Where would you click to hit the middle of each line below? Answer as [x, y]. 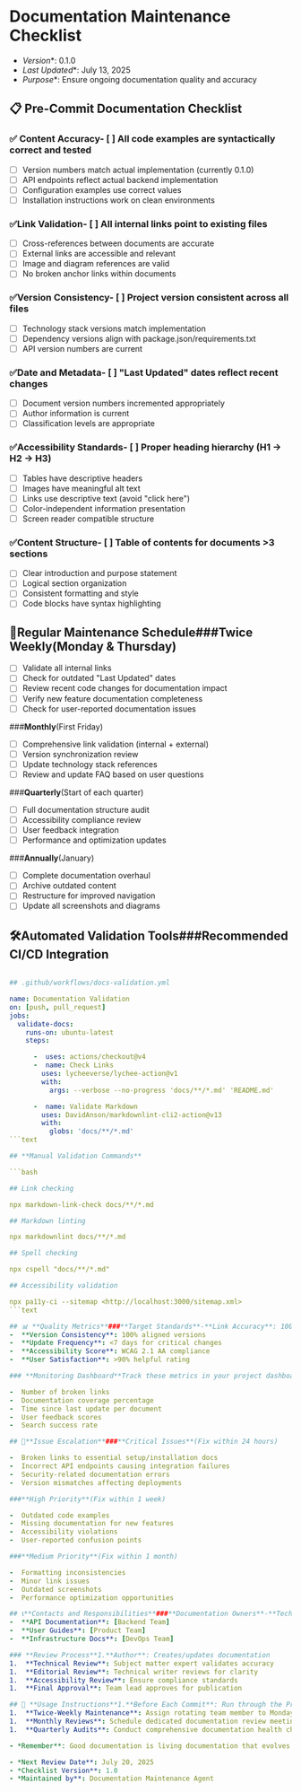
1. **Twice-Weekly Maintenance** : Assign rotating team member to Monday [152, 1713]
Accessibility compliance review [82, 819]
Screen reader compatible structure [88, 519]
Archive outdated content [69, 886]
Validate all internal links [67, 668]
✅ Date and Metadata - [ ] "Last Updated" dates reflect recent [144, 372]
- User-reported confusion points [76, 1541]
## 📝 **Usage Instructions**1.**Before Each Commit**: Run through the [146, 1705]
